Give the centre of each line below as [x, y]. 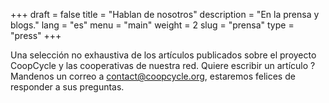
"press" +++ [36, 35]
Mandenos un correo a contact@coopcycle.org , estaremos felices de [153, 76]
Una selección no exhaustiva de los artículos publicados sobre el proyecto [163, 55]
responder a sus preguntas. [67, 87]
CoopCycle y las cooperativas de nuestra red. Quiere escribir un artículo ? [163, 65]
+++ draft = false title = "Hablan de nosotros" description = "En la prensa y [165, 14]
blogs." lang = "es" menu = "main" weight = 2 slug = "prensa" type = [152, 25]
